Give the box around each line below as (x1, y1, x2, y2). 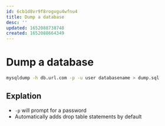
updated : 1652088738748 (6, 25, 65, 31)
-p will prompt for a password (14, 107, 87, 114)
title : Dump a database (6, 14, 65, 20)
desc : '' (6, 19, 28, 25)
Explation (6, 91, 42, 101)
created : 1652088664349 (6, 30, 65, 36)
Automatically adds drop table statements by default (14, 113, 142, 120)
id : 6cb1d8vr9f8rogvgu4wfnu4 (6, 8, 78, 15)
